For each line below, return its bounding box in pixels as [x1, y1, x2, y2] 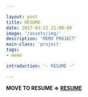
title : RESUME [6, 19, 41, 25]
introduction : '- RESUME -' [6, 63, 75, 69]
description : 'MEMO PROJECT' [6, 36, 77, 42]
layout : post [6, 14, 38, 20]
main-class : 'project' [6, 41, 62, 47]
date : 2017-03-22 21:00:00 [6, 25, 72, 31]
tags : [6, 47, 19, 53]
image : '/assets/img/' [6, 30, 62, 36]
